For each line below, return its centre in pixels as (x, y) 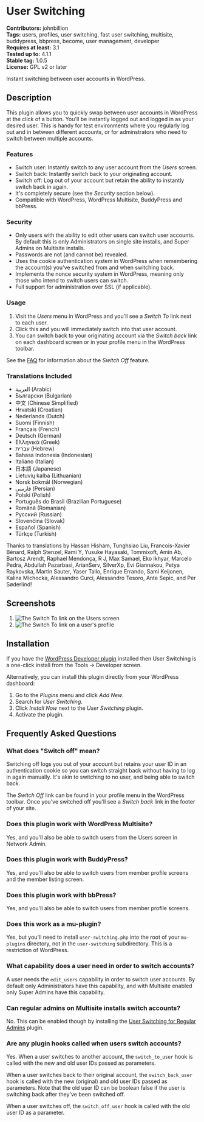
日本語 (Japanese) (38, 468)
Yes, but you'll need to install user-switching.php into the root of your (93, 937)
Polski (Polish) (33, 495)
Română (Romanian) (40, 508)
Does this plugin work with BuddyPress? (67, 860)
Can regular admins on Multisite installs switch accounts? (93, 1008)
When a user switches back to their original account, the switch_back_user (99, 1075)
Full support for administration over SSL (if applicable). (83, 287)
